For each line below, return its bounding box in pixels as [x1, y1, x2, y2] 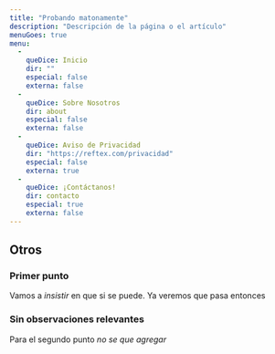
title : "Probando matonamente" [9, 13, 129, 23]
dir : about [26, 107, 68, 116]
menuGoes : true [9, 30, 68, 39]
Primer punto [9, 270, 69, 283]
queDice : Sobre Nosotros [26, 98, 121, 108]
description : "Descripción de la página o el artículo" [9, 22, 227, 31]
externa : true [26, 166, 79, 175]
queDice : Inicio [26, 56, 89, 65]
